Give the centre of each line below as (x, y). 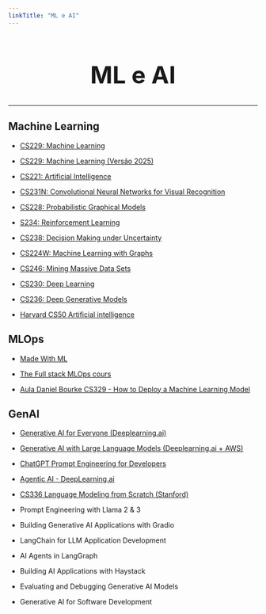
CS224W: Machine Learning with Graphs (86, 253)
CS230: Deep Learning (57, 284)
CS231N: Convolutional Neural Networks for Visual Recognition (122, 192)
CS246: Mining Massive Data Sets (75, 268)
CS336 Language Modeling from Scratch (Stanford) (104, 494)
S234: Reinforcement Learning (70, 222)
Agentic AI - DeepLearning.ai (67, 479)
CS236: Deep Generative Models (74, 299)
